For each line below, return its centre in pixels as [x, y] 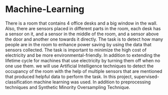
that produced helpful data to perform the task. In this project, [69, 76]
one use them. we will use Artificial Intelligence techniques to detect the [79, 66]
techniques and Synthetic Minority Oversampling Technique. [68, 87]
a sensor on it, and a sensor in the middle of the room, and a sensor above [82, 34]
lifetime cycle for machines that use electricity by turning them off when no [83, 60]
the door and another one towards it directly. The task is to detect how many [84, 39]
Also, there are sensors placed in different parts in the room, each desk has [83, 28]
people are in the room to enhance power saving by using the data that [78, 44]
